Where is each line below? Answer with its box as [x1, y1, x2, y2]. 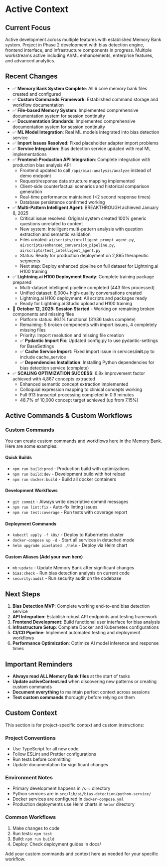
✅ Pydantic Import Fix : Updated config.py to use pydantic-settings [19, 338, 158, 344]
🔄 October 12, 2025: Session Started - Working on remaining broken [12, 306, 155, 312]
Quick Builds [5, 455, 32, 461]
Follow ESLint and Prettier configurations [12, 751, 96, 757]
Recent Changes [5, 72, 58, 81]
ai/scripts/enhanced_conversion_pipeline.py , [19, 242, 116, 248]
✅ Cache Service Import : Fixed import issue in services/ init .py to [19, 348, 155, 354]
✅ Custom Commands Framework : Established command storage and [12, 96, 159, 102]
